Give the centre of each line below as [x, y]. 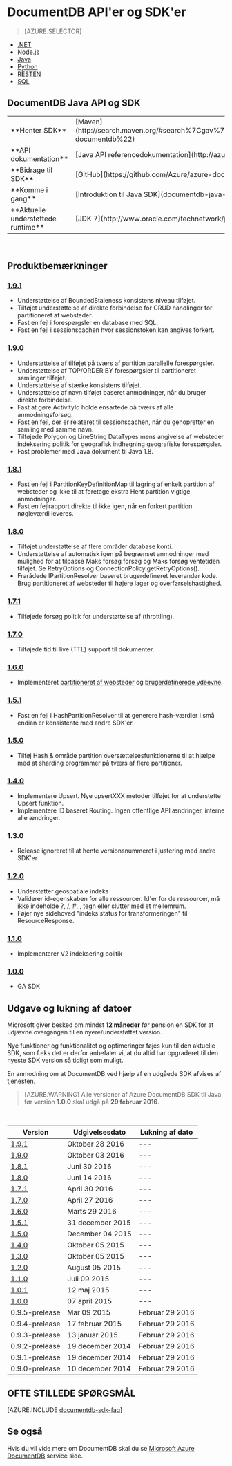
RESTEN [29, 74]
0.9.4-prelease [36, 1324]
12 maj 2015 [88, 1290]
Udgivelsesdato [99, 1133]
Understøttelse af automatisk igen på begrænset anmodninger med [113, 554]
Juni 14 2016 [89, 1178]
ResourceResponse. [46, 920]
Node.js [28, 52]
